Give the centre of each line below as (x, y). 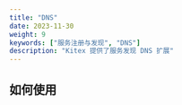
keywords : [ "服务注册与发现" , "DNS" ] (75, 43)
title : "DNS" (34, 17)
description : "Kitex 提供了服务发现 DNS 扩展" (92, 51)
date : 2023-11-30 (42, 26)
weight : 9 (28, 34)
